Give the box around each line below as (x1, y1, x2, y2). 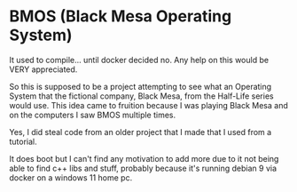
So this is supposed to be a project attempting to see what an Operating (9, 81, 272, 92)
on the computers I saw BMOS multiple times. (9, 109, 176, 120)
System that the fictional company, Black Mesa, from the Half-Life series (9, 91, 274, 101)
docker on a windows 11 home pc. (9, 172, 133, 183)
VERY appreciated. (9, 64, 78, 75)
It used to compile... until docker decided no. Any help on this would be (9, 54, 269, 65)
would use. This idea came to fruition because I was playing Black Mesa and (9, 100, 288, 110)
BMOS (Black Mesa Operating (9, 6, 232, 27)
